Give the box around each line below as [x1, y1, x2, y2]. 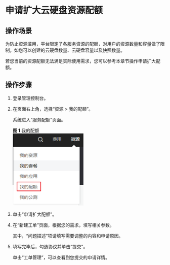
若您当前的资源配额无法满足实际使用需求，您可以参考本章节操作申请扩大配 [5, 58, 160, 64]
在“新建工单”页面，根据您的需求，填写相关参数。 [12, 222, 115, 228]
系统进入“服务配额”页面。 [12, 116, 66, 122]
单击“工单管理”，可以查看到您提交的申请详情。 [12, 254, 110, 260]
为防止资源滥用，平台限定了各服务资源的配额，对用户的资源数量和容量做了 [5, 41, 160, 47]
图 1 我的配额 [12, 127, 39, 134]
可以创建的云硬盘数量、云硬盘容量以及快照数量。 [22, 47, 125, 53]
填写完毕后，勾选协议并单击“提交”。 [12, 243, 88, 249]
